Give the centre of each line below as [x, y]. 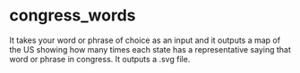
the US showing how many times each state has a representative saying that [150, 49]
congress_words [73, 16]
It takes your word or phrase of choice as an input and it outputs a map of [145, 40]
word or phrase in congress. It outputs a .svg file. [100, 59]
